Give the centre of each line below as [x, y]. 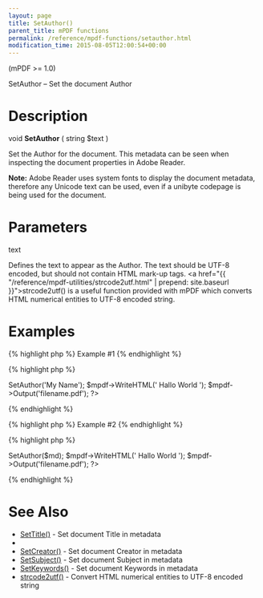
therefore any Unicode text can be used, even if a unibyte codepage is [125, 187]
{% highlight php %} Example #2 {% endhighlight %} [96, 424]
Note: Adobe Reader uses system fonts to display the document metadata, [132, 178]
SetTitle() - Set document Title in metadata [91, 534]
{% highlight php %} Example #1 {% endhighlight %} [95, 354]
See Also [38, 512]
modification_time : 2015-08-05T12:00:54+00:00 [87, 46]
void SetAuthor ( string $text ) [59, 139]
